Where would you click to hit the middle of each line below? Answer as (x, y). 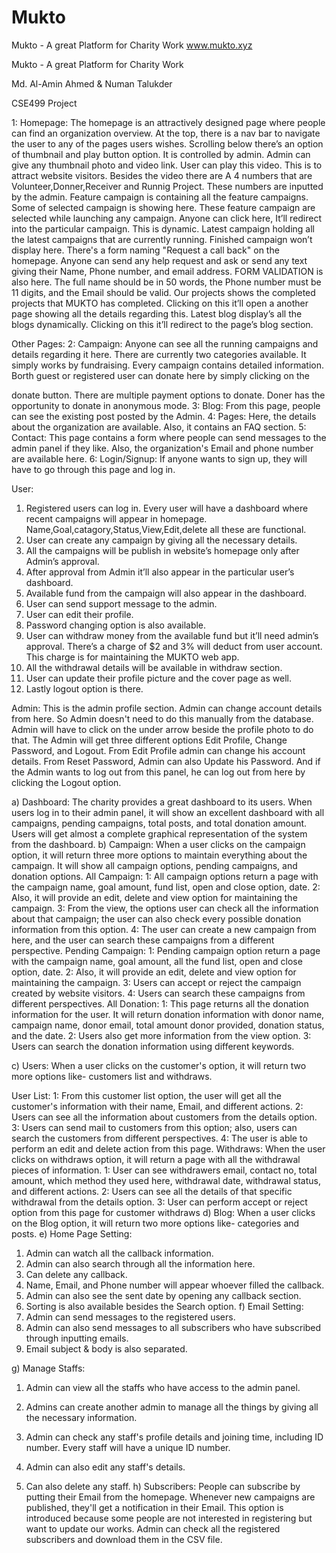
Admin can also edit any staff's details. (105, 1467)
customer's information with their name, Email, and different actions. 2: (157, 1106)
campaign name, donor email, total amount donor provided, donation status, (168, 1025)
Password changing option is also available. (116, 625)
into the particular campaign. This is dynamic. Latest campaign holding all (163, 228)
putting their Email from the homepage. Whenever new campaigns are (170, 1497)
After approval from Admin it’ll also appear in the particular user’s (160, 572)
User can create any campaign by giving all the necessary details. (161, 540)
